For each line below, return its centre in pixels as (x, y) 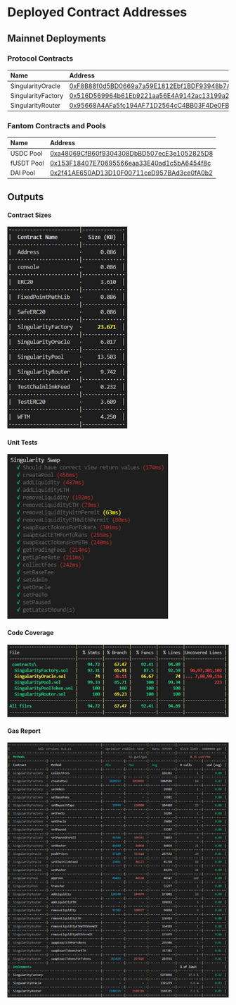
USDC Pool (26, 153)
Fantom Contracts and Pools (57, 125)
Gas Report (24, 731)
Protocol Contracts (40, 58)
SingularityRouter (35, 106)
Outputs (26, 197)
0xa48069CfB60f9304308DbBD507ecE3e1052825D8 (132, 153)
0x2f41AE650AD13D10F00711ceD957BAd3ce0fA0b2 (131, 173)
